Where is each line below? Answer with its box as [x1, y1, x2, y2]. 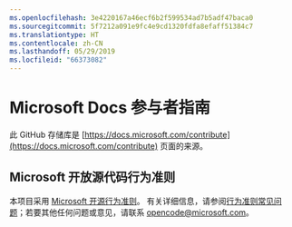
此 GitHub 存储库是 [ [9, 129, 85, 140]
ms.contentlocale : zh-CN [9, 38, 103, 48]
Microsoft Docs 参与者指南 [9, 97, 210, 118]
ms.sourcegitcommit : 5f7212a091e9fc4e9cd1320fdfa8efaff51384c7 [9, 22, 254, 31]
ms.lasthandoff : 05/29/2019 [9, 47, 116, 56]
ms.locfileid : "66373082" [9, 55, 107, 64]
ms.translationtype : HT [9, 30, 100, 39]
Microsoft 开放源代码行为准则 [9, 170, 176, 185]
